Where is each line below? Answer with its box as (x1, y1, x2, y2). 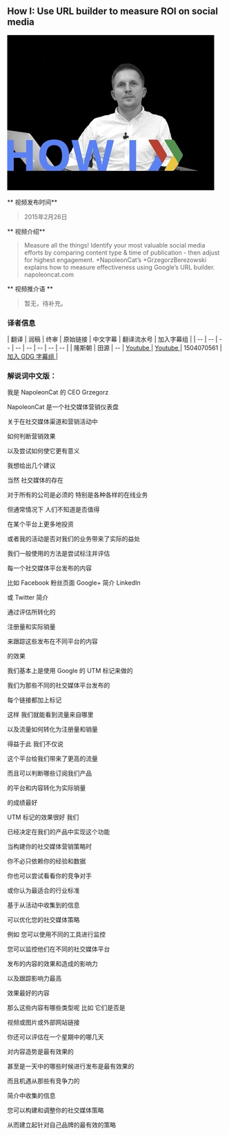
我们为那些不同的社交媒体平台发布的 (7, 681, 110, 690)
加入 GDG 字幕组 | (7, 352, 59, 361)
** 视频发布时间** (7, 198, 57, 206)
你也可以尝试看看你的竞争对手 (7, 872, 92, 880)
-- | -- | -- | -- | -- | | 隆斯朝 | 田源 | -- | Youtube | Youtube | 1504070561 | (14, 344, 222, 352)
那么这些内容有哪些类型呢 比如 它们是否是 (7, 1003, 126, 1012)
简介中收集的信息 (7, 1092, 56, 1100)
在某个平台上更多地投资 (7, 520, 74, 528)
